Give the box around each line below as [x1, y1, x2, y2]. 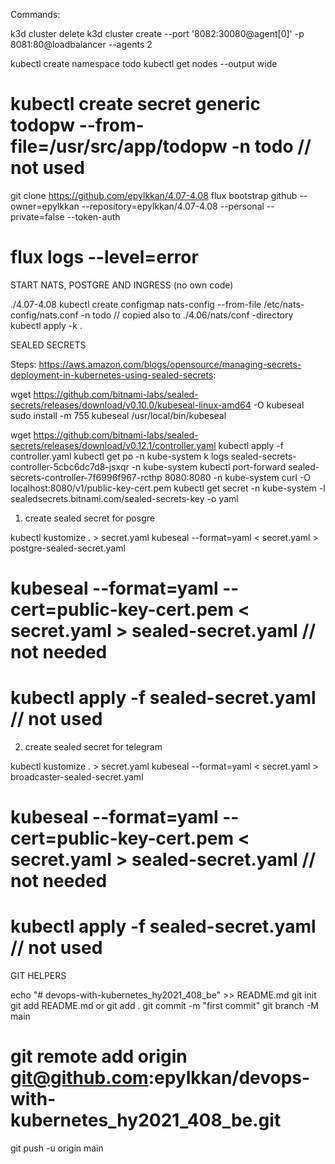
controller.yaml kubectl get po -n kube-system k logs [10, 450, 229, 462]
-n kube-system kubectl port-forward [131, 460, 287, 473]
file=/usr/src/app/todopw [10, 135, 228, 158]
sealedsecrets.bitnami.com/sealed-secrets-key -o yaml [10, 492, 239, 504]
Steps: [10, 358, 37, 370]
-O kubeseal [253, 399, 305, 411]
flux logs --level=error [10, 246, 199, 269]
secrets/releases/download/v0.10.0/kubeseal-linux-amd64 [10, 399, 252, 411]
